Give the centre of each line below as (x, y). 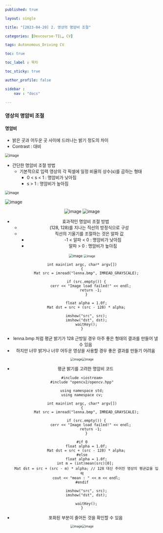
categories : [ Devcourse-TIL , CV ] (39, 36)
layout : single (20, 18)
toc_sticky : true (23, 71)
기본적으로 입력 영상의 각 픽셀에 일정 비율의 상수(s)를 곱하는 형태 (81, 171)
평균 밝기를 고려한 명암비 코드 (86, 368)
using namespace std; (82, 391)
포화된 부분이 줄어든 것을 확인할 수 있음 (86, 517)
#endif (82, 482)
